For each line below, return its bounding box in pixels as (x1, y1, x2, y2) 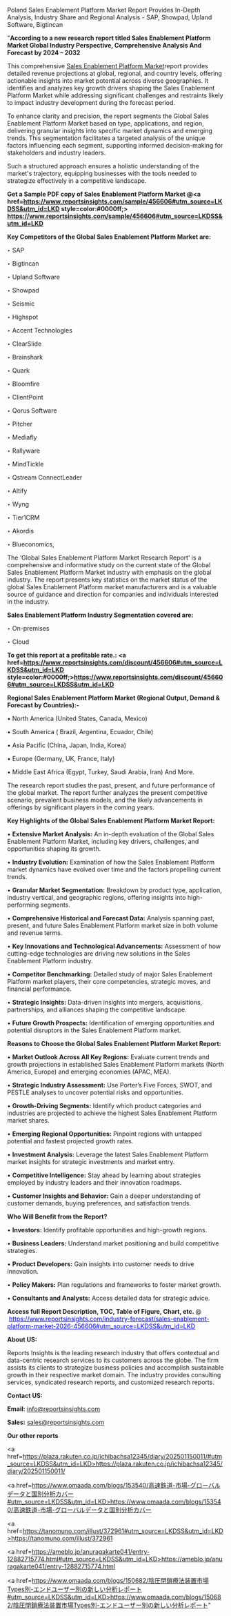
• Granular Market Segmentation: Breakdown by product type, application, (7, 886, 222, 894)
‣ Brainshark (7, 353, 43, 361)
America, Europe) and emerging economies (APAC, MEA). (7, 1067, 171, 1076)
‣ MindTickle (7, 460, 44, 468)
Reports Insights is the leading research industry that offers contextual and (7, 1349, 219, 1357)
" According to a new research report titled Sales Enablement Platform (7, 34, 211, 42)
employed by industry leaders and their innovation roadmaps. (7, 1179, 182, 1186)
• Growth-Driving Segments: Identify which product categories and (7, 1102, 201, 1110)
